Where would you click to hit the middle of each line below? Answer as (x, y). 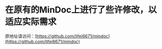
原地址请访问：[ (21, 36)
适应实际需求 (31, 22)
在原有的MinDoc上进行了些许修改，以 (81, 10)
